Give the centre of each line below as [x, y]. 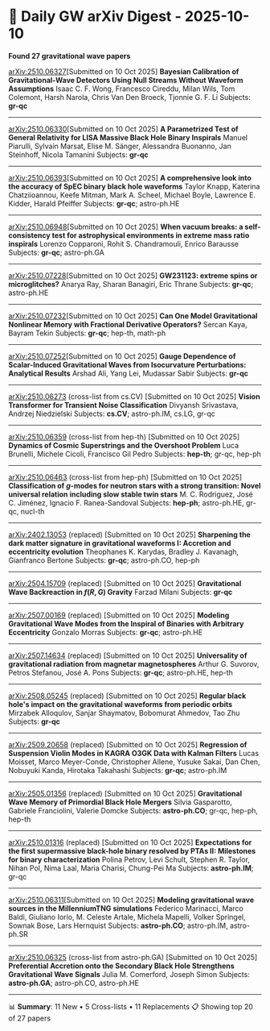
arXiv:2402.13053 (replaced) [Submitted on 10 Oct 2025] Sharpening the [129, 534]
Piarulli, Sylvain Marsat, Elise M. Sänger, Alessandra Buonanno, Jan [120, 146]
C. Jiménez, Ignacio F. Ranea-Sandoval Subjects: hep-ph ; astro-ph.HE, [127, 502]
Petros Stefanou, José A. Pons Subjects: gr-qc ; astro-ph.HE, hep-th [121, 672]
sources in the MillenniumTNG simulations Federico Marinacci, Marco [126, 908]
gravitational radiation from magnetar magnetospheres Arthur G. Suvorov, [134, 663]
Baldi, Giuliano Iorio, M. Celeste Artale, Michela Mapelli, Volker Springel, [127, 917]
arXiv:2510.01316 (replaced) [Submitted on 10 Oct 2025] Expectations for [130, 842]
